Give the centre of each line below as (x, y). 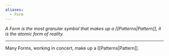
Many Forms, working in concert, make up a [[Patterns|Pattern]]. (72, 48)
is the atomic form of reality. (34, 34)
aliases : (14, 10)
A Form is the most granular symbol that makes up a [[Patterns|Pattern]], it (83, 28)
